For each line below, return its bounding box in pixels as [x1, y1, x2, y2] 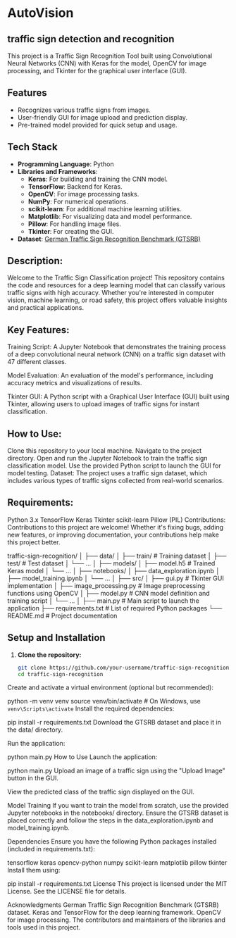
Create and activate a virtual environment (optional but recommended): [7, 683, 213, 692]
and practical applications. [7, 304, 85, 312]
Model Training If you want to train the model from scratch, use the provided [7, 801, 229, 810]
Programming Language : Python [17, 160, 114, 168]
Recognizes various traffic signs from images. [17, 106, 151, 114]
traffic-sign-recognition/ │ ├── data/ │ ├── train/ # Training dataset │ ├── [7, 551, 227, 560]
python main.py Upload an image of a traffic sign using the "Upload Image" [7, 766, 225, 775]
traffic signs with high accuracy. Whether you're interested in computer [7, 289, 215, 297]
